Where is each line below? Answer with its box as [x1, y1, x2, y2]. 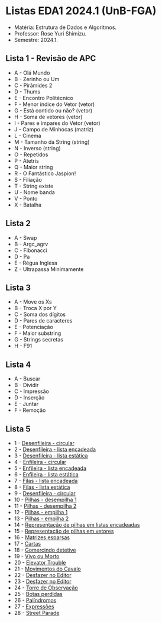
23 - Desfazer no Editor [14, 578, 72, 585]
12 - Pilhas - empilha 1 [14, 509, 68, 515]
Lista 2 [5, 218, 31, 228]
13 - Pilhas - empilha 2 [14, 515, 69, 522]
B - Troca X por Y [14, 305, 57, 312]
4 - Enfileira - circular [14, 459, 67, 465]
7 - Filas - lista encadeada [14, 478, 78, 484]
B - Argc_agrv [14, 240, 48, 247]
